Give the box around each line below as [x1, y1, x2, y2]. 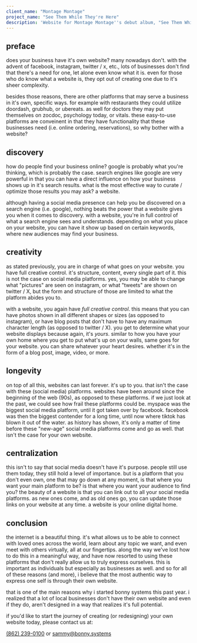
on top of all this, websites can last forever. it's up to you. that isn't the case [6, 382, 189, 389]
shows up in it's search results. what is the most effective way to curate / [6, 182, 182, 188]
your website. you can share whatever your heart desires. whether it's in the [6, 342, 190, 349]
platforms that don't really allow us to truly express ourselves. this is [6, 559, 171, 566]
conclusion [6, 518, 48, 528]
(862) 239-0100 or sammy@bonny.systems [6, 630, 111, 637]
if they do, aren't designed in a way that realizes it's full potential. [6, 601, 164, 608]
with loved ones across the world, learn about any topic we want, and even [6, 540, 187, 547]
